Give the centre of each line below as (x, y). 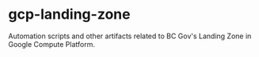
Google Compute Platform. (51, 44)
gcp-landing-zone (69, 14)
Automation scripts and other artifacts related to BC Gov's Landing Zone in (130, 36)
